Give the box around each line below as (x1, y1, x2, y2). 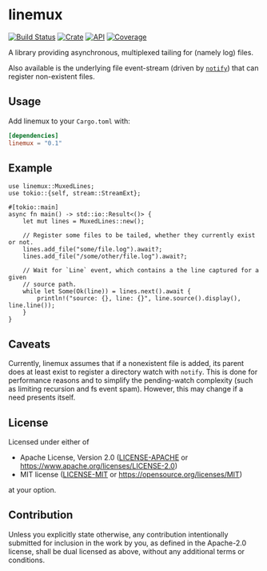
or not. (8, 239, 34, 247)
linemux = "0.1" (8, 139, 62, 147)
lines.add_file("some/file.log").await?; (22, 246, 162, 254)
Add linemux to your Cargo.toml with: (8, 116, 130, 126)
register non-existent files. (8, 71, 95, 81)
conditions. (8, 555, 46, 565)
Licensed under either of (8, 436, 90, 446)
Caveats (8, 337, 50, 351)
